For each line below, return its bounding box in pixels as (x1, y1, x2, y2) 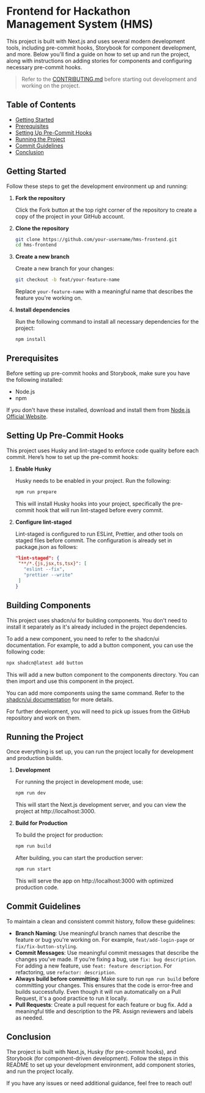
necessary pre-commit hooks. (6, 63, 83, 71)
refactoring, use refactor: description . (15, 968, 116, 975)
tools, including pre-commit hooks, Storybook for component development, (6, 44, 197, 51)
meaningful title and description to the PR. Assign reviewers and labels (15, 1007, 194, 1015)
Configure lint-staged (15, 518, 72, 526)
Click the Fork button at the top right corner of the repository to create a (15, 206, 197, 214)
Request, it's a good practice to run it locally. (15, 994, 129, 1002)
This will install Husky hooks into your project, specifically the (15, 500, 171, 507)
